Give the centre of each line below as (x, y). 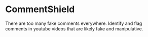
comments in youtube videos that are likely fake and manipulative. (74, 28)
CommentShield (40, 9)
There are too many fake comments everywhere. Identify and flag (74, 23)
